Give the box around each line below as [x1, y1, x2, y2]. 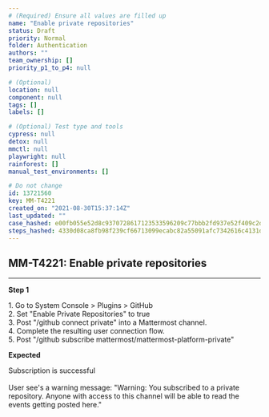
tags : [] [8, 101, 38, 109]
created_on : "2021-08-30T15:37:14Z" [8, 204, 130, 213]
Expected [8, 350, 42, 360]
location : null [8, 86, 59, 94]
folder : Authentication [8, 42, 88, 50]
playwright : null [8, 152, 66, 160]
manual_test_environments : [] [8, 168, 110, 176]
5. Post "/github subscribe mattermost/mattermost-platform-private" [8, 334, 235, 345]
